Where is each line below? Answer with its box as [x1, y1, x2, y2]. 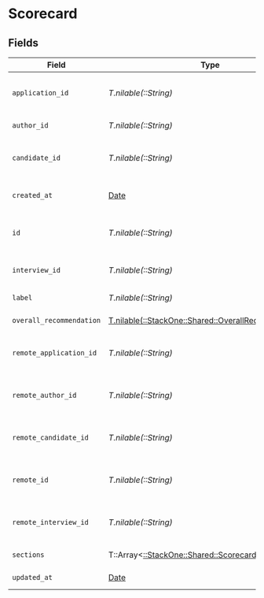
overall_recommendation [12, 316, 101, 325]
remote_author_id [12, 391, 77, 399]
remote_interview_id [12, 518, 89, 526]
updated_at [12, 573, 53, 581]
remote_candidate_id [12, 433, 89, 442]
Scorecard [8, 5, 78, 23]
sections [12, 551, 45, 559]
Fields [8, 36, 39, 50]
